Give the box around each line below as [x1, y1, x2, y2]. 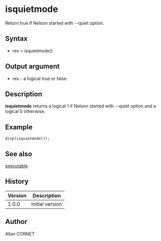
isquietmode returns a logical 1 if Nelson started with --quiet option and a [5, 103, 157, 109]
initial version [31, 201, 62, 208]
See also [5, 150, 32, 158]
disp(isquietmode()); [5, 136, 50, 141]
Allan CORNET [5, 231, 35, 237]
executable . [5, 163, 29, 169]
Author [5, 218, 27, 226]
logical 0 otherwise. [5, 108, 46, 114]
